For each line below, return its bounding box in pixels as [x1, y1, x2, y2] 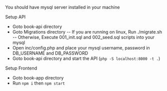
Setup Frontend [5, 65, 37, 71]
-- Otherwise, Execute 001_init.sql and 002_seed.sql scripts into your [12, 34, 155, 40]
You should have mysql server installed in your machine [5, 4, 120, 10]
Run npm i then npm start [12, 80, 65, 86]
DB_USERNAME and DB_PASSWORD [12, 50, 88, 56]
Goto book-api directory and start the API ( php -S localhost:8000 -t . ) [12, 55, 160, 61]
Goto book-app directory [12, 75, 64, 80]
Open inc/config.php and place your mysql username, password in [12, 45, 150, 50]
